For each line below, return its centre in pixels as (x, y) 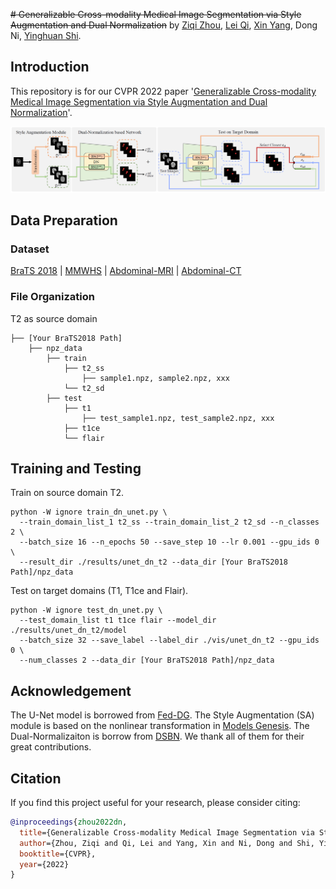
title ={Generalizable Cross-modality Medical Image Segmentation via (167, 832)
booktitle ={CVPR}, (58, 854)
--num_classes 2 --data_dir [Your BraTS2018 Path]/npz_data (147, 660)
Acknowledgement (71, 690)
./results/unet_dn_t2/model (69, 630)
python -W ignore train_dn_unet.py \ (89, 512)
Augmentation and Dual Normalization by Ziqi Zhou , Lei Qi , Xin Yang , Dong (164, 25)
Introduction (50, 67)
